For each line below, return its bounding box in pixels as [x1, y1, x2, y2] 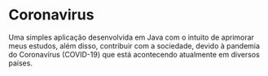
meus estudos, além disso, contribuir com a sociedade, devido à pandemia [8, 40, 261, 50]
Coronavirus [8, 6, 94, 24]
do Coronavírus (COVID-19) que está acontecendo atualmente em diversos [8, 49, 261, 59]
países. [8, 58, 33, 68]
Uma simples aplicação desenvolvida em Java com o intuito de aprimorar [8, 32, 255, 42]
